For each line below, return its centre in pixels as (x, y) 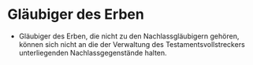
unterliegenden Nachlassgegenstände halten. (93, 52)
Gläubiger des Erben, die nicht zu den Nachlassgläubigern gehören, (129, 36)
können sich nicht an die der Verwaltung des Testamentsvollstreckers (132, 44)
